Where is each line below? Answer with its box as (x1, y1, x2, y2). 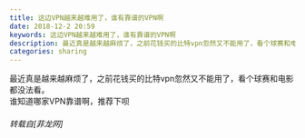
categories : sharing (9, 47, 88, 56)
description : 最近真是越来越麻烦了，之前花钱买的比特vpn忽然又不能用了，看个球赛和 (9, 38, 291, 48)
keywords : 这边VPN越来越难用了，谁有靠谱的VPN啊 (9, 30, 176, 39)
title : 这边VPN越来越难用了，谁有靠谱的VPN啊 (9, 13, 164, 23)
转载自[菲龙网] (9, 118, 64, 129)
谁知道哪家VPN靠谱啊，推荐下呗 (9, 96, 130, 107)
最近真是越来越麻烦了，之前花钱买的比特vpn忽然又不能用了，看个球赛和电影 (9, 74, 294, 84)
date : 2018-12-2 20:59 (9, 22, 95, 31)
